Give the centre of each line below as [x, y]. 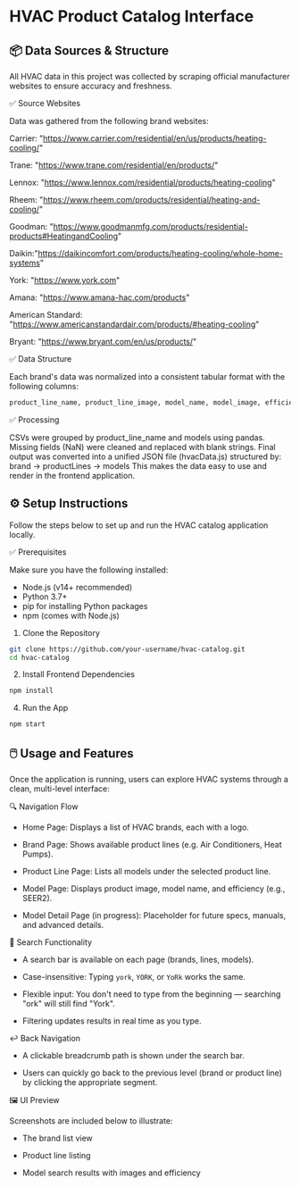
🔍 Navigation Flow [44, 807]
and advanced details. [63, 925]
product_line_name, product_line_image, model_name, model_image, [135, 403]
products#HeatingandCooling [64, 236]
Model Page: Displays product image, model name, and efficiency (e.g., [154, 889]
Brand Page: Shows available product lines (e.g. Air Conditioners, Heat [152, 844]
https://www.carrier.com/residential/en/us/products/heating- [155, 138]
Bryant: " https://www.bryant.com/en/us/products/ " [103, 342]
